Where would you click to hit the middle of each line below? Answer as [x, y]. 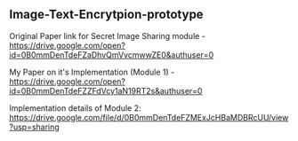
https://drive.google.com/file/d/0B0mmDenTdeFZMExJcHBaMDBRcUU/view [149, 117]
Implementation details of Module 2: [75, 108]
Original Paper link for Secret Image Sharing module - [108, 35]
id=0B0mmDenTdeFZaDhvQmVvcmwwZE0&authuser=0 [112, 55]
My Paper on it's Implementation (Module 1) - [92, 72]
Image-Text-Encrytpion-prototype [106, 15]
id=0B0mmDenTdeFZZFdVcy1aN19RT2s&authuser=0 [106, 90]
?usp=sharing [34, 127]
